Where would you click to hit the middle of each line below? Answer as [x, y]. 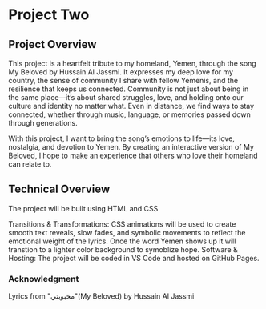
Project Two [49, 15]
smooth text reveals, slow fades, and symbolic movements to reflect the [127, 232]
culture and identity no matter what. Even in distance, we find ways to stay [131, 106]
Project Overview [52, 44]
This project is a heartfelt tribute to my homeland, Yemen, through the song [132, 63]
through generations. [43, 123]
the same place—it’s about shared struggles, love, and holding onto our [126, 97]
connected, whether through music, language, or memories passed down [129, 114]
